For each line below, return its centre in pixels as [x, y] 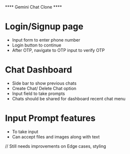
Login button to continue [37, 45]
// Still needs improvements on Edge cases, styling [56, 146]
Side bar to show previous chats [44, 83]
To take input [25, 131]
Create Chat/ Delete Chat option [44, 88]
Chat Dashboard [39, 70]
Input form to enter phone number [46, 40]
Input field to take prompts [39, 93]
